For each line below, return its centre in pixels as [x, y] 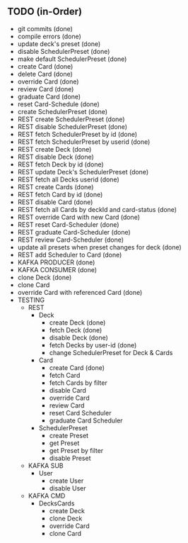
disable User [67, 488]
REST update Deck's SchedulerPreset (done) [83, 172]
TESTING [31, 300]
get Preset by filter [76, 450]
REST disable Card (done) [55, 202]
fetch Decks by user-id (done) [93, 345]
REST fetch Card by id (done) [60, 194]
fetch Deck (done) [76, 330]
